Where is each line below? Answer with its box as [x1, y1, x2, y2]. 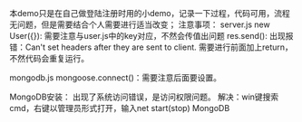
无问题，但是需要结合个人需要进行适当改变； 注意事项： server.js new [9, 19, 270, 30]
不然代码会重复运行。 [9, 53, 89, 63]
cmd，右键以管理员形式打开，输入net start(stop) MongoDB [9, 103, 230, 113]
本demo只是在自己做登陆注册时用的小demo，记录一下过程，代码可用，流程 [9, 8, 290, 18]
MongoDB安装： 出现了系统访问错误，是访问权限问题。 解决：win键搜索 [9, 91, 279, 102]
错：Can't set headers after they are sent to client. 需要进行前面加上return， [9, 42, 293, 52]
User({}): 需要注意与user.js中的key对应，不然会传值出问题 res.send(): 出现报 [9, 31, 294, 41]
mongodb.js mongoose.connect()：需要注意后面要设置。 [9, 72, 222, 83]
